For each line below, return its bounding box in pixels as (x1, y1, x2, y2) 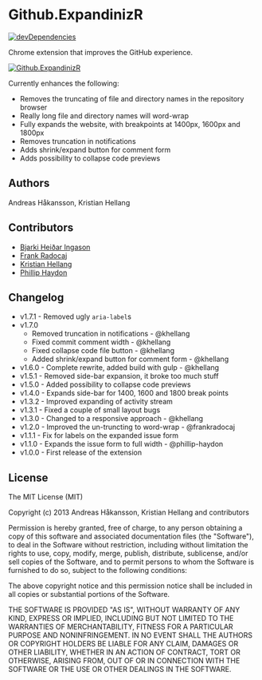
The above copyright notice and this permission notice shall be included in (8, 581, 252, 591)
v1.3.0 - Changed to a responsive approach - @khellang (19, 414, 204, 424)
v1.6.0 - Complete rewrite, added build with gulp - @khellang (19, 363, 220, 372)
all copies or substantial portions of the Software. (8, 590, 170, 599)
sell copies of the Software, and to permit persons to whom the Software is (8, 557, 255, 567)
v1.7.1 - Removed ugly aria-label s (19, 312, 131, 321)
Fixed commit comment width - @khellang (31, 337, 171, 347)
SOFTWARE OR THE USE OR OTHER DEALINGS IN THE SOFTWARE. (8, 665, 232, 674)
